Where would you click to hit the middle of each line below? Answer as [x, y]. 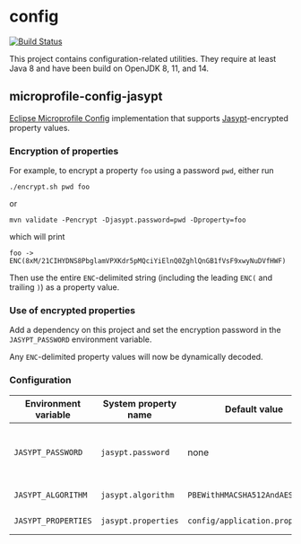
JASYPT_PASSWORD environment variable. [81, 339]
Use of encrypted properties [73, 310]
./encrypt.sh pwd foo [50, 187]
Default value [254, 408]
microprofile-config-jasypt [86, 97]
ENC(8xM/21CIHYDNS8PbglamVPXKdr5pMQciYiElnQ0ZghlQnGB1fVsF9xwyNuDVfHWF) [148, 261]
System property [140, 403]
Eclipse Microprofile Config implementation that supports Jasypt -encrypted [149, 118]
